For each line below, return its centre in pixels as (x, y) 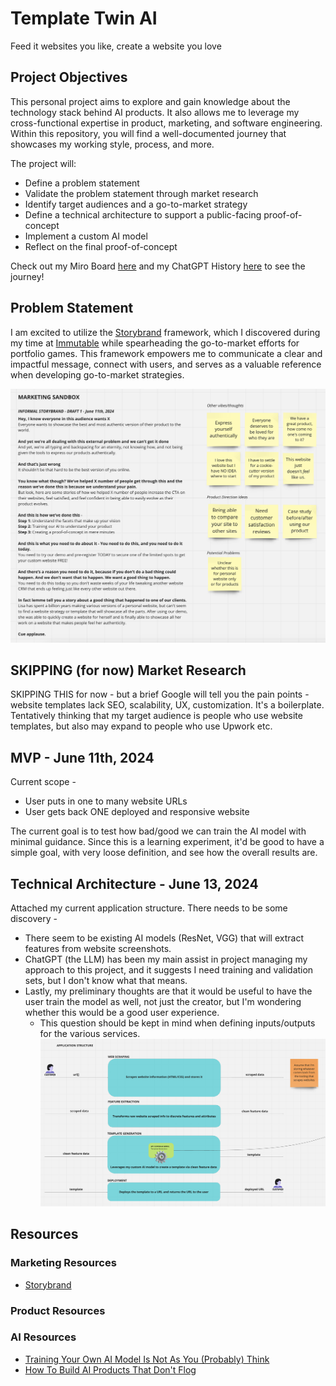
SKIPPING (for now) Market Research (128, 670)
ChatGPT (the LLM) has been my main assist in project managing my (166, 959)
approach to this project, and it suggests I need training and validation (169, 970)
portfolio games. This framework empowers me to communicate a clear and (166, 353)
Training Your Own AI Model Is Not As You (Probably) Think (147, 1359)
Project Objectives (69, 77)
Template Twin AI (84, 18)
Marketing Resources (63, 1263)
